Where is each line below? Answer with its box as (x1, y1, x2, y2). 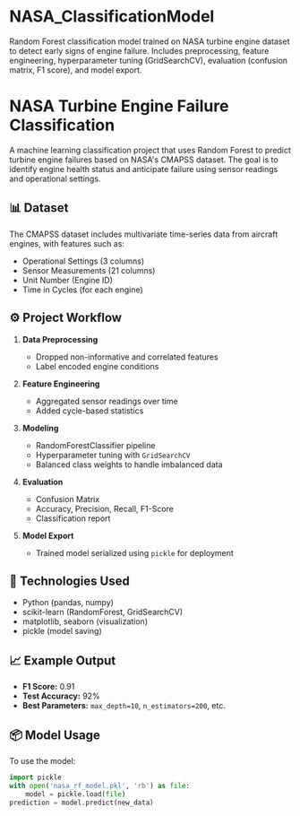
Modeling (21, 422, 59, 433)
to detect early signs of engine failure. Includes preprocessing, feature (9, 45, 270, 56)
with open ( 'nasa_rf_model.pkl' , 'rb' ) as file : (9, 781, 191, 790)
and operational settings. (9, 173, 101, 184)
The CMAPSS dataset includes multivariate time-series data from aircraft (9, 229, 279, 239)
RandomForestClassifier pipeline (35, 439, 156, 450)
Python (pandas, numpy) (21, 597, 115, 608)
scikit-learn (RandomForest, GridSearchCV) (21, 607, 184, 618)
